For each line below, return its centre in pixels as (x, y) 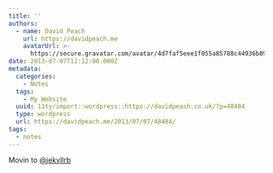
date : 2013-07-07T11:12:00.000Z (63, 62)
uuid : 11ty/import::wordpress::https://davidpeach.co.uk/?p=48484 (130, 106)
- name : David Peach (50, 31)
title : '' (25, 16)
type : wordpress (43, 115)
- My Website (45, 99)
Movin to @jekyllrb (40, 160)
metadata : (25, 69)
